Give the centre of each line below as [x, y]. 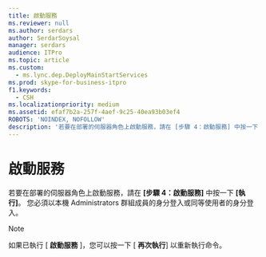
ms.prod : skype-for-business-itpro [67, 82]
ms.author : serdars [41, 30]
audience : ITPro [35, 53]
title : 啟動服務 [33, 16]
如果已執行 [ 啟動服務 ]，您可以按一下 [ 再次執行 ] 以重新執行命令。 [117, 245]
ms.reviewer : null [39, 23]
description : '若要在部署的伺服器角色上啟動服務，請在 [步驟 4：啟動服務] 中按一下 [133, 127]
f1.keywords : [30, 90]
